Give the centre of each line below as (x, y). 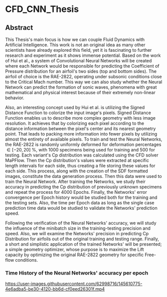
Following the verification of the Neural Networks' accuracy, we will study (81, 223)
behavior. (15, 98)
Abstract (19, 28)
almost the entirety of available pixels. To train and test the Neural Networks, (84, 139)
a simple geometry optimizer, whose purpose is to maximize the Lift (75, 249)
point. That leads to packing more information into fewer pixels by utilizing (81, 134)
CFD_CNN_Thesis (42, 9)
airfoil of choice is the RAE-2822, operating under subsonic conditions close (83, 76)
